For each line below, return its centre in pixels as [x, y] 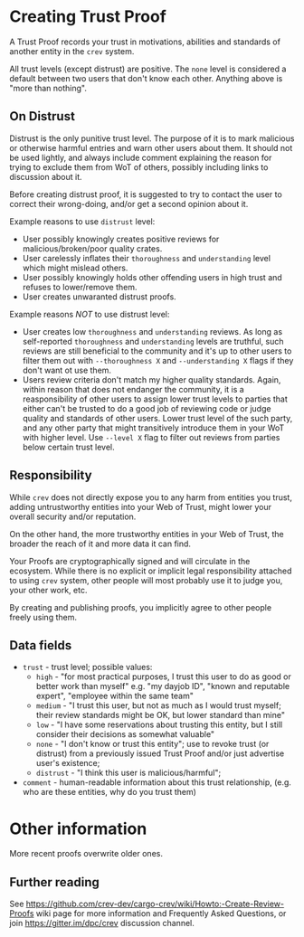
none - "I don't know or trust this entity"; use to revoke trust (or [152, 744]
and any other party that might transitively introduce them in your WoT [153, 428]
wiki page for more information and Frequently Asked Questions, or [161, 913]
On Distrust [42, 116]
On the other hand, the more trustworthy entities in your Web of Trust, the [147, 534]
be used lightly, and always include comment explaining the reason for [141, 157]
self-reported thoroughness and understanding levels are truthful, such [153, 341]
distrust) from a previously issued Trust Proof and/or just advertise [160, 753]
